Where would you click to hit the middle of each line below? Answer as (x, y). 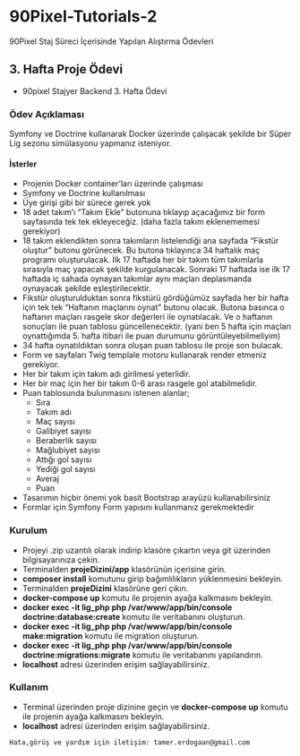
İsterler (23, 164)
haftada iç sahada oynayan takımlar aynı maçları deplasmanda (137, 279)
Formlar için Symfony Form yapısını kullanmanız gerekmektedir (138, 507)
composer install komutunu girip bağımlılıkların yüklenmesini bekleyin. (153, 579)
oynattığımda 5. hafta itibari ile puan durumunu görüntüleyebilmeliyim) (151, 336)
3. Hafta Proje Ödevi (66, 69)
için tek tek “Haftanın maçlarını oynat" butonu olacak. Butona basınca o (153, 307)
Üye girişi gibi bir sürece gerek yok (86, 202)
